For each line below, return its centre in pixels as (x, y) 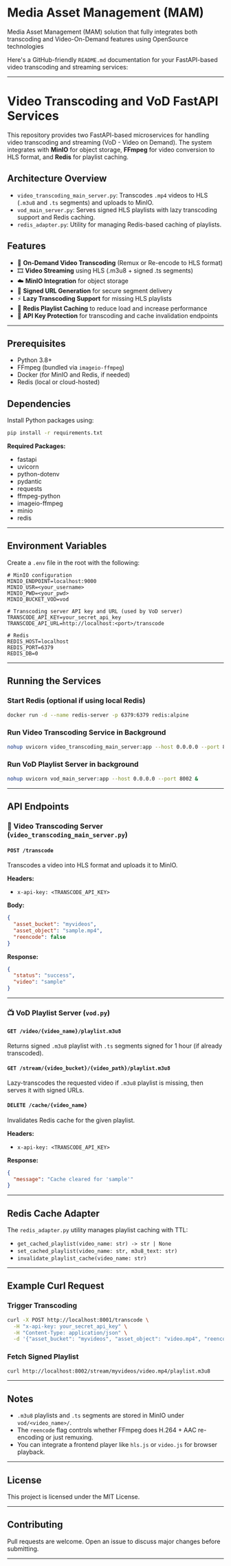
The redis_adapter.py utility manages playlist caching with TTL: (98, 1230)
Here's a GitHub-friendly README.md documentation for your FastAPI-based (112, 59)
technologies (25, 46)
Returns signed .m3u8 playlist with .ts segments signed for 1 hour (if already (114, 1046)
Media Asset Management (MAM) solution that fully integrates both (102, 32)
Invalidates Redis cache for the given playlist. (71, 1120)
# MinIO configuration (40, 575)
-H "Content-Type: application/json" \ (70, 1333)
